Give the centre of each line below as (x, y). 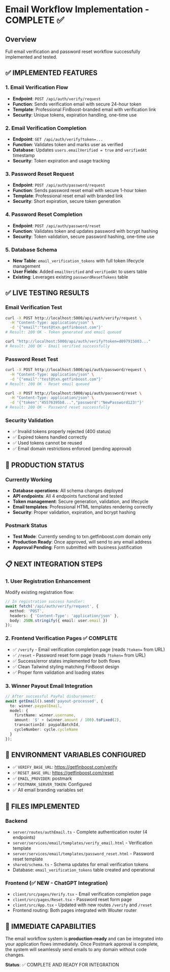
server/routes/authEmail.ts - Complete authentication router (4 (80, 832)
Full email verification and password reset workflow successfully (73, 51)
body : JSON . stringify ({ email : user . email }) (59, 620)
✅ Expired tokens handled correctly (50, 437)
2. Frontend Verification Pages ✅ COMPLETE (61, 638)
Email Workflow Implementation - (77, 9)
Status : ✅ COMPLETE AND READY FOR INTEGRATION (62, 965)
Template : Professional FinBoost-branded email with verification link (84, 109)
